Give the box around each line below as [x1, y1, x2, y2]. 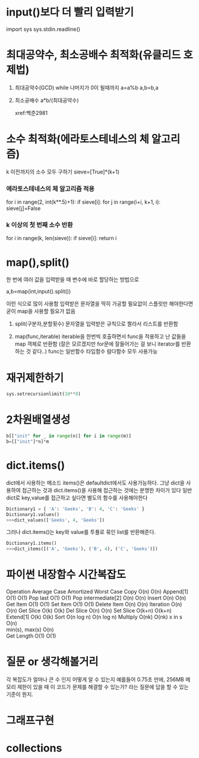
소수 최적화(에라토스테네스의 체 [6, 132, 150, 146]
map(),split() [6, 256, 70, 269]
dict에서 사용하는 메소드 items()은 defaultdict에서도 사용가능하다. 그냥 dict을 [6, 479, 185, 486]
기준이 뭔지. [6, 691, 34, 698]
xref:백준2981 [14, 109, 48, 116]
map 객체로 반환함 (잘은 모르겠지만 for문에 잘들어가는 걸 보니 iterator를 [14, 340, 180, 347]
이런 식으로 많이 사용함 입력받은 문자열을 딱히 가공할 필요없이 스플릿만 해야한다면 [6, 300, 194, 307]
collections [6, 741, 62, 755]
